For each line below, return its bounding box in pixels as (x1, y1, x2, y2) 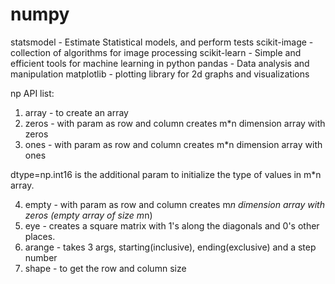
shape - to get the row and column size (24, 262, 187, 274)
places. (24, 230, 56, 242)
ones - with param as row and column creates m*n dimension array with (24, 138, 323, 150)
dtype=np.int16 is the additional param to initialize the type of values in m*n (10, 168, 322, 180)
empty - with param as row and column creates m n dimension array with (24, 198, 325, 210)
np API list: (10, 87, 55, 99)
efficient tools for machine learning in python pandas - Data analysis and (10, 57, 310, 69)
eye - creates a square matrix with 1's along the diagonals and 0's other (24, 219, 320, 232)
